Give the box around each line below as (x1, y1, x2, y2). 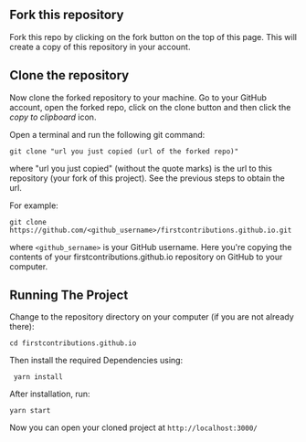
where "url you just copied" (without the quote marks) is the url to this (9, 163, 272, 174)
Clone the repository (9, 68, 130, 83)
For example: (9, 200, 59, 211)
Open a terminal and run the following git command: (9, 129, 206, 140)
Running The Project (9, 288, 129, 303)
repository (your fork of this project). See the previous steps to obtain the (9, 173, 285, 184)
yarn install (13, 373, 64, 382)
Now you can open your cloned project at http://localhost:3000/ (9, 422, 258, 433)
